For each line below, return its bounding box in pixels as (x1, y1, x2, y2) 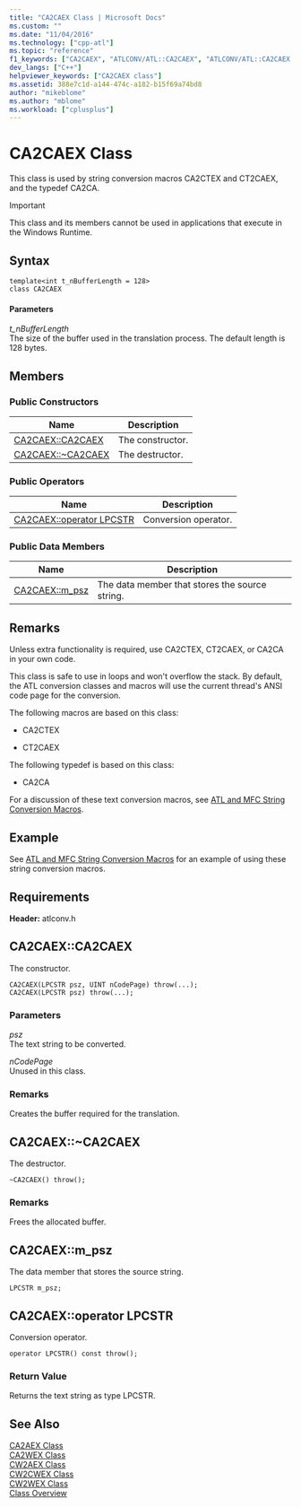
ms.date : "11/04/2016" (9, 30, 94, 39)
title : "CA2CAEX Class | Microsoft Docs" (9, 13, 167, 22)
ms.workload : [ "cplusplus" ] (9, 105, 115, 114)
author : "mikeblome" (9, 88, 87, 97)
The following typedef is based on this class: (9, 760, 175, 771)
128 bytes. (9, 343, 47, 353)
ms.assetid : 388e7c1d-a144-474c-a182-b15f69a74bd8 (9, 80, 202, 89)
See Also (9, 1416, 60, 1432)
